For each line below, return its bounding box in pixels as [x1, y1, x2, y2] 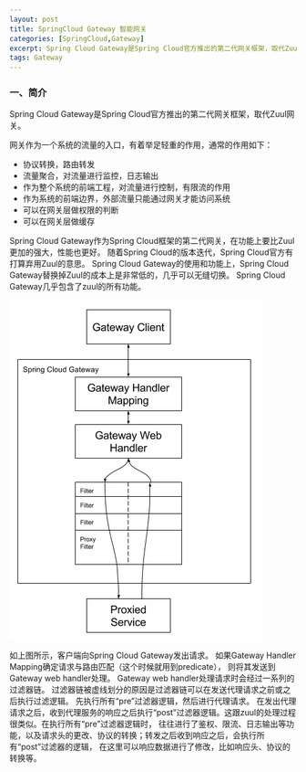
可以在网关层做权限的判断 [22, 205, 119, 216]
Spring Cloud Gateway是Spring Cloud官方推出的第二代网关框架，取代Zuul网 [9, 109, 295, 120]
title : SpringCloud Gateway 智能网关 [9, 24, 148, 34]
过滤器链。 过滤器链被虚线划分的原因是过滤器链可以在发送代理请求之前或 [9, 684, 283, 695]
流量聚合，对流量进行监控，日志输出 [22, 170, 159, 182]
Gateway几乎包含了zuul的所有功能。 [9, 281, 147, 292]
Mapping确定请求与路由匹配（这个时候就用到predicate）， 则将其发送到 [9, 661, 276, 672]
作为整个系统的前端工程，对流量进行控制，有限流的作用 [22, 182, 230, 193]
